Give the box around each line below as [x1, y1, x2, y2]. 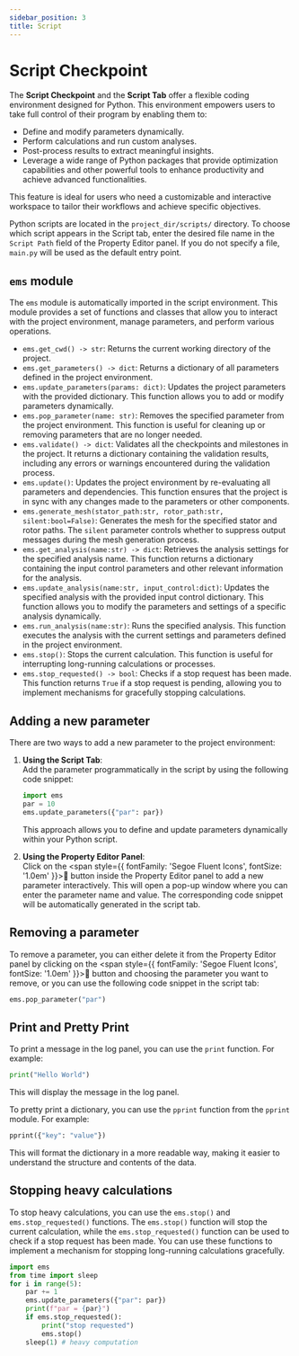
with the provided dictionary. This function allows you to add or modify [22, 391, 285, 402]
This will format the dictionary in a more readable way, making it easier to [9, 1147, 280, 1158]
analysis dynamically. [22, 611, 101, 621]
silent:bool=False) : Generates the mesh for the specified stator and [22, 515, 277, 526]
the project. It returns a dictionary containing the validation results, [22, 449, 269, 459]
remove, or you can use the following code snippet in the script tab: [9, 977, 259, 988]
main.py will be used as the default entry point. [9, 247, 182, 258]
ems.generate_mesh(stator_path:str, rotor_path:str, [22, 507, 224, 517]
